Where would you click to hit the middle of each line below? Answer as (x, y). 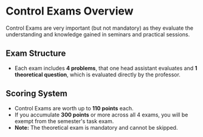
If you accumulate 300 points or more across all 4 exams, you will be (101, 115)
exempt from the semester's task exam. (64, 121)
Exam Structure (36, 54)
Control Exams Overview (70, 11)
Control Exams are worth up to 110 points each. (74, 108)
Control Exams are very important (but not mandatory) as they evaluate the (100, 28)
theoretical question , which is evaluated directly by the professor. (97, 75)
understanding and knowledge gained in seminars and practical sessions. (98, 34)
